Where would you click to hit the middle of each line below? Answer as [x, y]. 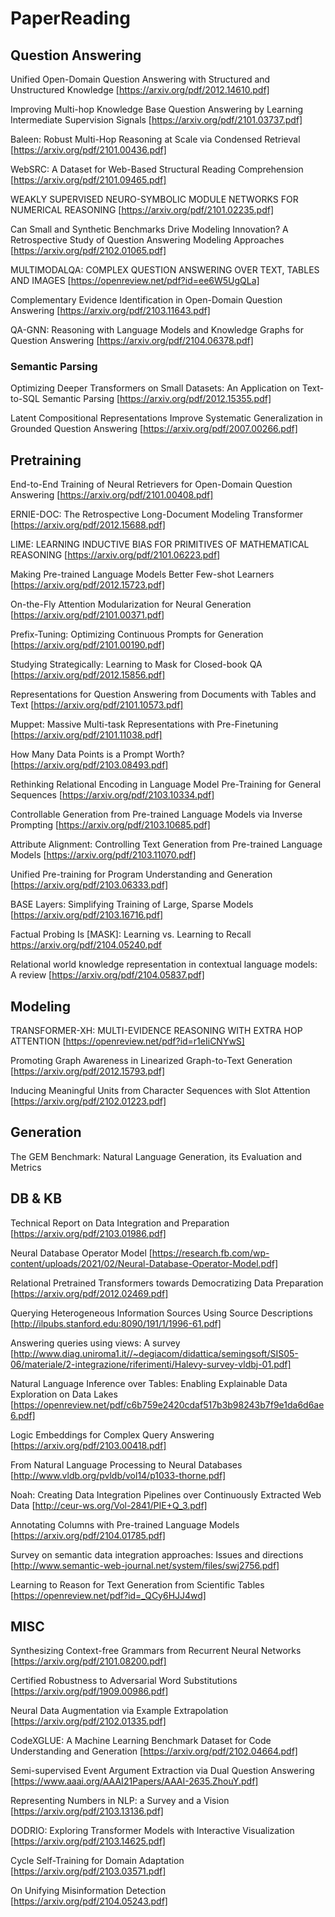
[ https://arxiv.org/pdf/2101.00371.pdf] [87, 615]
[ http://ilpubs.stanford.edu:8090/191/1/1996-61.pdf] [116, 1323]
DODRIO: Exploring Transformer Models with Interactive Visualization [152, 1831]
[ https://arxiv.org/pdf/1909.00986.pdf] [89, 1691]
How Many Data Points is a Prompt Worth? [97, 754]
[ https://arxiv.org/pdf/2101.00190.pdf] [87, 645]
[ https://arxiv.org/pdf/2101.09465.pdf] [88, 180]
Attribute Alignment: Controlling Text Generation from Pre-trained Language [166, 844]
